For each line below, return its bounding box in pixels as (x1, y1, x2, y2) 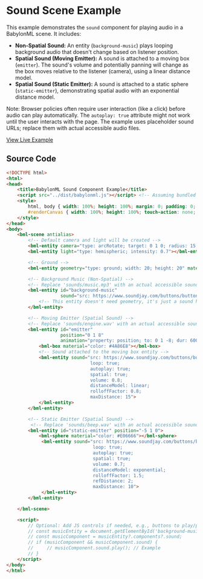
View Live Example (6, 136, 53, 143)
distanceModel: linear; (89, 383, 150, 389)
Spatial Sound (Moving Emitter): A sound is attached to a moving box (14, 55, 190, 62)
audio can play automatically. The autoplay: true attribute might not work (6, 111, 191, 119)
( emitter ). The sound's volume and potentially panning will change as (14, 61, 189, 68)
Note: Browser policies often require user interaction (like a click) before (6, 105, 185, 112)
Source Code (6, 154, 56, 164)
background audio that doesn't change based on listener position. (14, 48, 179, 55)
